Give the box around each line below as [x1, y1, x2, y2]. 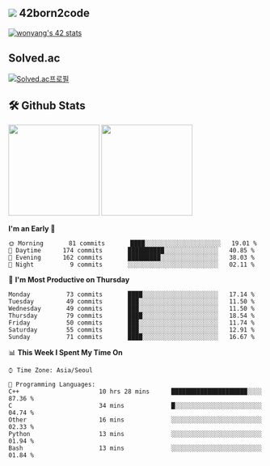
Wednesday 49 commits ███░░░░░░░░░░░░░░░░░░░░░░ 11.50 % [8, 305, 255, 313]
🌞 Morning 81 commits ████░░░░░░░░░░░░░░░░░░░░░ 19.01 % [8, 239, 257, 248]
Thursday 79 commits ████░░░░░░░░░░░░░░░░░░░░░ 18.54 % [8, 311, 255, 320]
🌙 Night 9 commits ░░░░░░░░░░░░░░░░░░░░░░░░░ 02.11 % [8, 261, 255, 269]
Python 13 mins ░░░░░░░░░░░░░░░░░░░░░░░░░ [8, 430, 263, 438]
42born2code [19, 6, 91, 20]
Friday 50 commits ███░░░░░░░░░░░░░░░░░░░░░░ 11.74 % [8, 319, 255, 327]
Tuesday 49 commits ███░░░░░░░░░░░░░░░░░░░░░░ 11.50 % [8, 298, 255, 306]
